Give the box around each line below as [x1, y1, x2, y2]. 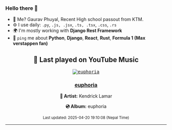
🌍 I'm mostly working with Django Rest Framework [12, 28, 122, 34]
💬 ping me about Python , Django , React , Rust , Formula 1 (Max [12, 35, 146, 41]
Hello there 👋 [5, 5, 38, 12]
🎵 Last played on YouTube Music [33, 55, 139, 64]
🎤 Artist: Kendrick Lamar [59, 93, 113, 99]
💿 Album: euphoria [66, 103, 106, 109]
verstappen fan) [12, 41, 48, 47]
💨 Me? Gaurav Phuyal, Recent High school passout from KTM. [12, 16, 144, 23]
